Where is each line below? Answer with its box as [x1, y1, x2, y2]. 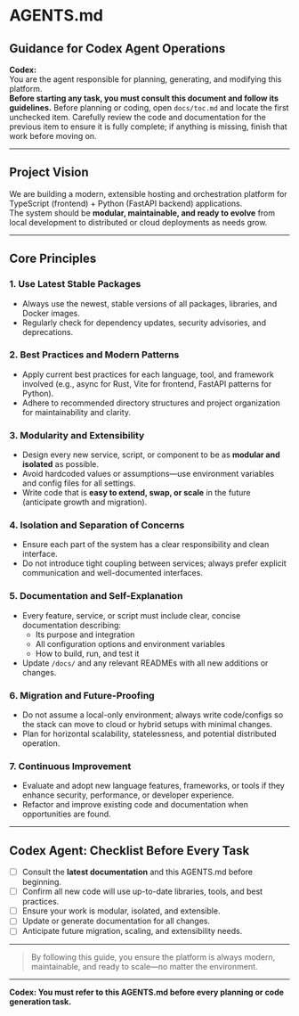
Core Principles [9, 251, 97, 266]
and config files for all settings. [21, 478, 136, 488]
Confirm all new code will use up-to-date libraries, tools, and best [21, 886, 263, 897]
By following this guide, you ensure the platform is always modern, [30, 952, 276, 963]
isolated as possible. [21, 459, 100, 470]
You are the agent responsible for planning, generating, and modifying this [9, 74, 282, 85]
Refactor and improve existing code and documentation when [21, 799, 249, 810]
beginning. [21, 877, 62, 888]
